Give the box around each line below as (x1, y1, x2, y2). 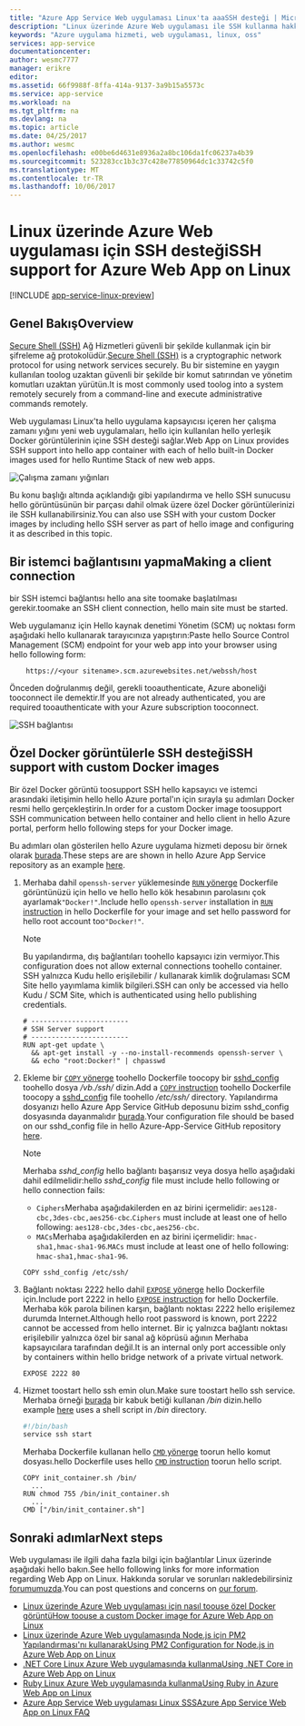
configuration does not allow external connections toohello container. (22, 960, 283, 971)
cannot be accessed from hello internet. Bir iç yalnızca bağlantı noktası (22, 1322, 289, 1333)
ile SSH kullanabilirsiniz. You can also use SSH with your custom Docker (9, 508, 277, 519)
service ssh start (22, 1430, 93, 1439)
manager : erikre (9, 64, 71, 74)
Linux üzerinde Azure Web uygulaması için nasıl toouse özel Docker (22, 1601, 277, 1612)
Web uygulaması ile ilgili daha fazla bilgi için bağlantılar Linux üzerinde (9, 1554, 272, 1565)
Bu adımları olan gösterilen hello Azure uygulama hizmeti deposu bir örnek (9, 840, 288, 851)
